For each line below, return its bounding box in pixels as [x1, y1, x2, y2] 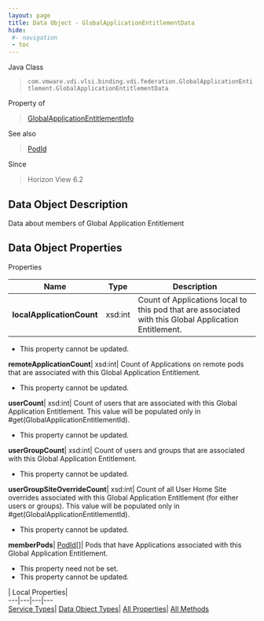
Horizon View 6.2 [27, 175, 84, 184]
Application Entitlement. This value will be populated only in [8, 407, 201, 416]
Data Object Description [8, 198, 128, 211]
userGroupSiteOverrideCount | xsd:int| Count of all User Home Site [8, 484, 227, 493]
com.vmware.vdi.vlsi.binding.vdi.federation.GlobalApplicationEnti [27, 78, 253, 86]
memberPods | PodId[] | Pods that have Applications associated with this [8, 540, 242, 549]
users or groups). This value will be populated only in [8, 501, 180, 511]
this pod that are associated [137, 304, 241, 315]
